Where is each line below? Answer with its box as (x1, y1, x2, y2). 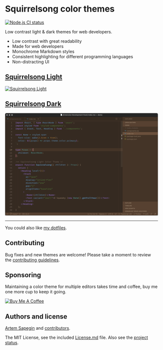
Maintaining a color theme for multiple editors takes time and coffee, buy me (5, 284, 158, 289)
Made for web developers (12, 43, 64, 49)
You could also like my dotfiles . (5, 224, 67, 231)
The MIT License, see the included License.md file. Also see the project (5, 334, 148, 340)
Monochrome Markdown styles (12, 48, 75, 54)
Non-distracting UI (12, 59, 49, 64)
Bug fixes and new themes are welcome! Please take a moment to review (5, 252, 151, 257)
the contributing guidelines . (5, 257, 60, 263)
